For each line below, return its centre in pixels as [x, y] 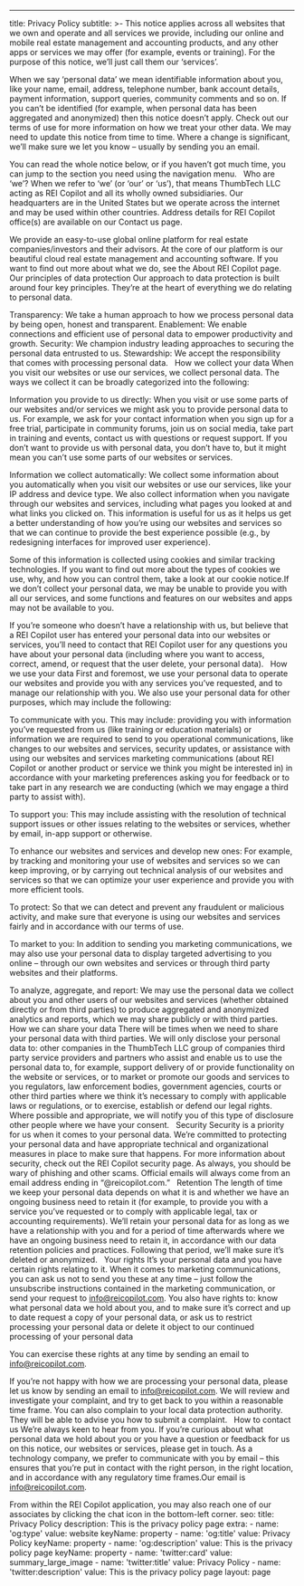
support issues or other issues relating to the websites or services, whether [150, 824]
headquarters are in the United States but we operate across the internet [145, 203]
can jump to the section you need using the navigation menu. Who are [142, 174]
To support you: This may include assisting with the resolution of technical [148, 814]
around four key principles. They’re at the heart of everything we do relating [151, 287]
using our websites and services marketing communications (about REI [142, 758]
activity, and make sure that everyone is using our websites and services [145, 917]
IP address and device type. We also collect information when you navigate [150, 494]
